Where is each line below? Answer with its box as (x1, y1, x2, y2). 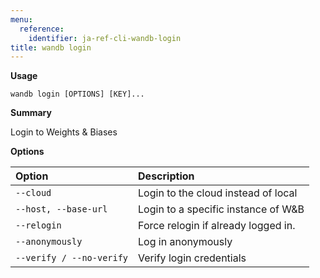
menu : (10, 14, 33, 25)
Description (138, 169, 195, 183)
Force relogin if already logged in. (138, 219, 296, 233)
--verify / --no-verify (15, 252, 129, 264)
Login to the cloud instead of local (138, 186, 298, 200)
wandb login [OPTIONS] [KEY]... (10, 89, 145, 100)
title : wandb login (10, 42, 92, 53)
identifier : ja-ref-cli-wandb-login (28, 33, 182, 43)
